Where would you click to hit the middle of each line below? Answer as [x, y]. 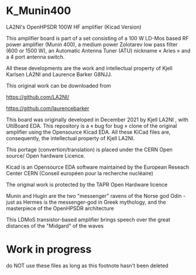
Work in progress [49, 250]
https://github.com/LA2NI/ [38, 97]
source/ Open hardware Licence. [46, 155]
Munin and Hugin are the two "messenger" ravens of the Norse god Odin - [96, 196]
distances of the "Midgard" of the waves [55, 225]
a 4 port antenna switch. [35, 57]
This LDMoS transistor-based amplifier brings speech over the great [88, 220]
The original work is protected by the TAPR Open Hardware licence [87, 185]
